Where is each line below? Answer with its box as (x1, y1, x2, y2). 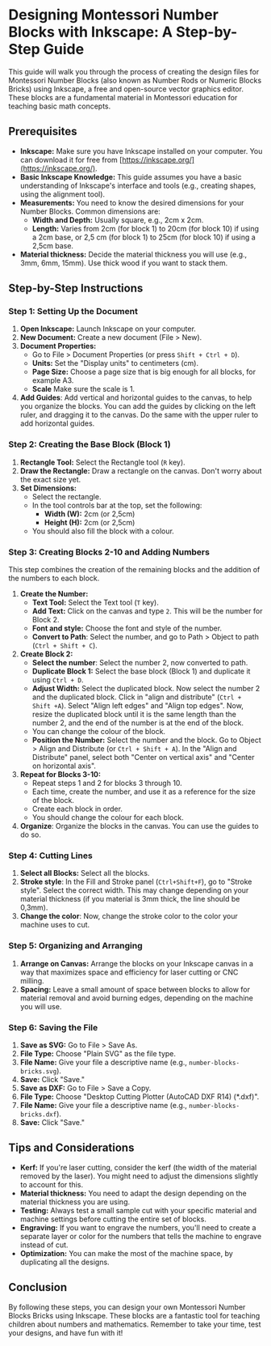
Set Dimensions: (19, 483, 77, 493)
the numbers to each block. (8, 573, 100, 584)
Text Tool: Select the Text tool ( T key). (31, 597, 159, 608)
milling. (19, 975, 44, 985)
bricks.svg (19, 1067, 57, 1076)
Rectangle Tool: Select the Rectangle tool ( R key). (19, 457, 186, 467)
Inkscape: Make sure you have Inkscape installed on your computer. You (19, 146, 263, 155)
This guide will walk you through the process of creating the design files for (8, 66, 260, 76)
